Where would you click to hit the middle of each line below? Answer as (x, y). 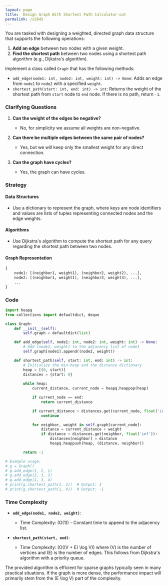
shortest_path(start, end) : (41, 537)
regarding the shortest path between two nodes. (62, 246)
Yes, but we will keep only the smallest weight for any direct (81, 147)
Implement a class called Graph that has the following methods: (70, 68)
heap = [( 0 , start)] (44, 370)
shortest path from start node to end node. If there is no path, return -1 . (86, 94)
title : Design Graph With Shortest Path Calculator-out (66, 14)
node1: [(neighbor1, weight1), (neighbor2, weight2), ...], (78, 273)
